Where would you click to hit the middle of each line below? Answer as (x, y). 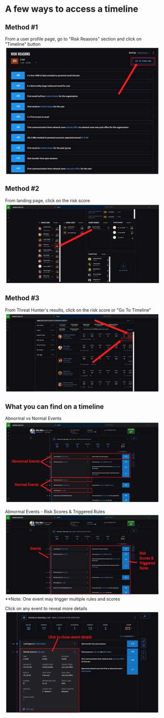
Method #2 (22, 189)
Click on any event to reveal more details (46, 609)
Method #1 (22, 27)
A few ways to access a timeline (72, 9)
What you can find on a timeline (55, 407)
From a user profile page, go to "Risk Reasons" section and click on (73, 39)
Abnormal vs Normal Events (33, 418)
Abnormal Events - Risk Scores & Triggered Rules (55, 511)
